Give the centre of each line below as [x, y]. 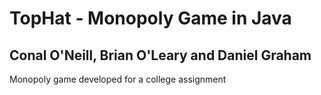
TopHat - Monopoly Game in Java [150, 18]
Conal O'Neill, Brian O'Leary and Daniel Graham [160, 55]
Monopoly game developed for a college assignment [118, 79]
